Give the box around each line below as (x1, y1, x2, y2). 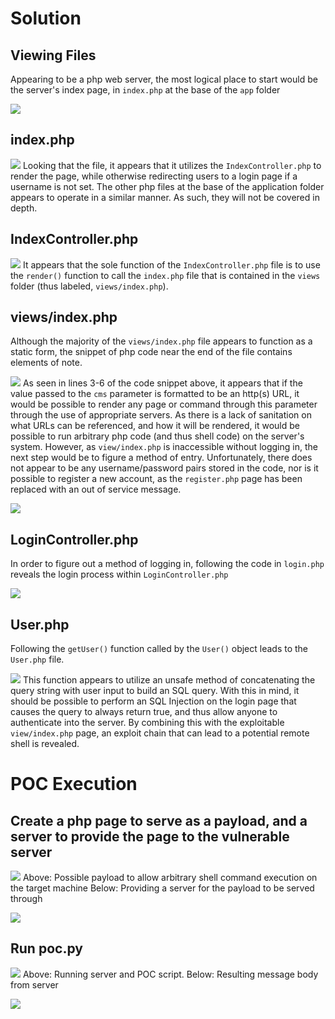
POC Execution (10, 773, 138, 796)
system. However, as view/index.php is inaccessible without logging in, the (10, 441, 318, 453)
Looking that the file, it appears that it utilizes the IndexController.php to (22, 159, 322, 171)
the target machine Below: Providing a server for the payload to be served (10, 882, 315, 894)
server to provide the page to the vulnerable (10, 828, 290, 845)
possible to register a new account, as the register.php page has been (10, 473, 303, 485)
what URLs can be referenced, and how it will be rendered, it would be (10, 420, 300, 432)
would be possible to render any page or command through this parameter (10, 398, 318, 411)
